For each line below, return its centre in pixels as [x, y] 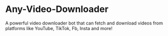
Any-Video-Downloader [57, 9]
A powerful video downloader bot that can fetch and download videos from [84, 23]
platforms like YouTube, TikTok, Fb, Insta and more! [59, 28]
